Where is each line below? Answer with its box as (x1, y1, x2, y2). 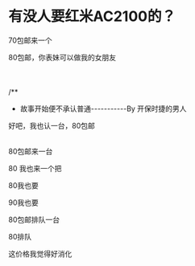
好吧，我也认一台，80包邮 (8, 121, 95, 130)
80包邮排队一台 (8, 215, 60, 224)
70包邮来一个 (8, 35, 52, 45)
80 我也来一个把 (8, 163, 62, 173)
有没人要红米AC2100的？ (8, 7, 176, 26)
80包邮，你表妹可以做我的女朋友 (8, 52, 117, 62)
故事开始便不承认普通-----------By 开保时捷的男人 (19, 104, 187, 113)
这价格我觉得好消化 (8, 248, 73, 258)
